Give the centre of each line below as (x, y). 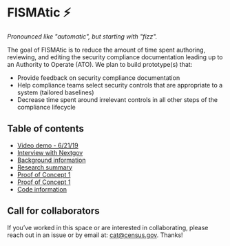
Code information (42, 189)
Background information (51, 160)
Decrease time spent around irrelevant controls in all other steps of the (117, 99)
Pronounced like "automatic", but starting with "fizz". (82, 36)
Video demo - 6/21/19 (48, 145)
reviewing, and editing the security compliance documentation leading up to (115, 57)
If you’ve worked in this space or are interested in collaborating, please (108, 227)
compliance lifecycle (46, 107)
